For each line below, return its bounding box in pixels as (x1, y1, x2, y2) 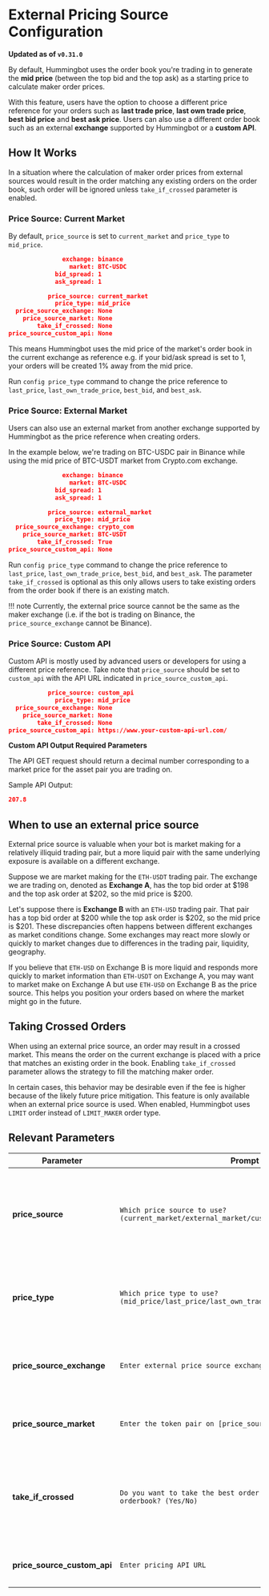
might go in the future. (8, 997, 82, 1007)
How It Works (8, 146, 78, 160)
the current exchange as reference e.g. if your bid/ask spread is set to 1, (8, 352, 247, 362)
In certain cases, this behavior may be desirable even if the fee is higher (8, 1082, 246, 1092)
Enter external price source (119, 1361, 231, 1370)
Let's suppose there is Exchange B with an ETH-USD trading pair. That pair (8, 905, 250, 914)
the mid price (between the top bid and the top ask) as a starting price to (8, 73, 250, 83)
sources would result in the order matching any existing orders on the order (8, 176, 258, 185)
